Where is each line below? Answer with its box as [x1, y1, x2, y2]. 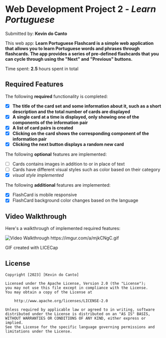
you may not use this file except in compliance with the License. [5, 285, 149, 290]
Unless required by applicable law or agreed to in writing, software [5, 307, 155, 312]
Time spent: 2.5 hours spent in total [5, 66, 79, 72]
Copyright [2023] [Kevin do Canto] [5, 272, 79, 277]
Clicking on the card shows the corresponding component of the [12, 130, 150, 136]
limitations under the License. [5, 329, 72, 334]
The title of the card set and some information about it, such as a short [12, 103, 162, 109]
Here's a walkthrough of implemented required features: [5, 225, 121, 231]
